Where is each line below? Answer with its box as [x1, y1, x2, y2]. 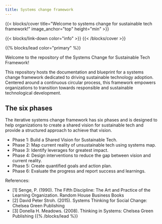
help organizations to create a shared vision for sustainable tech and [5, 122, 144, 128]
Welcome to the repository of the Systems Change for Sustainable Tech [5, 54, 150, 60]
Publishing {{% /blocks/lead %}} [12, 213, 79, 219]
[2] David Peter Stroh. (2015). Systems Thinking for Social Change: [12, 198, 147, 203]
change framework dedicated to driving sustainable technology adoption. [5, 74, 154, 80]
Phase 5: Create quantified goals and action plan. [12, 163, 112, 169]
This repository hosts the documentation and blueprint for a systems [5, 69, 144, 75]
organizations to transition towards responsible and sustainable [5, 84, 134, 91]
